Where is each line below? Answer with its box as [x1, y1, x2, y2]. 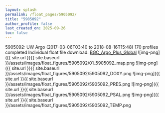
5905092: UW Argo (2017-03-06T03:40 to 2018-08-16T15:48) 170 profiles [5, 44, 159, 50]
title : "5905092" [5, 16, 41, 21]
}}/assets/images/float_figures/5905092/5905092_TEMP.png [5, 103, 131, 108]
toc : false [5, 30, 28, 35]
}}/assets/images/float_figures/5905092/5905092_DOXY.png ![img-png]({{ [5, 71, 161, 76]
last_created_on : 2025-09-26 [5, 26, 66, 31]
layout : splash [5, 7, 37, 12]
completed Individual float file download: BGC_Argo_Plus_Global [5, 49, 137, 55]
